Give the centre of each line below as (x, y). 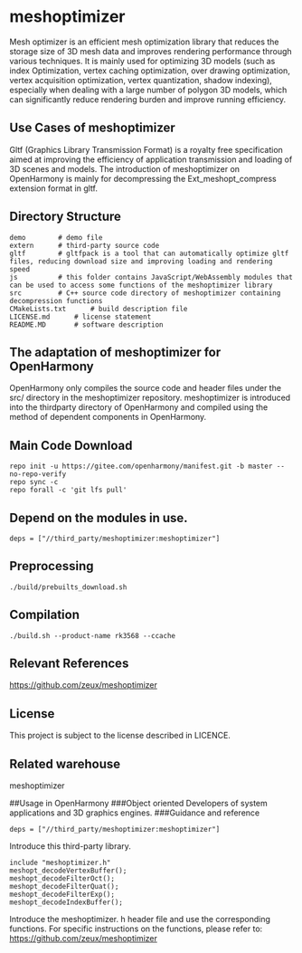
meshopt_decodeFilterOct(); (62, 879)
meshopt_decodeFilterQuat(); (64, 887)
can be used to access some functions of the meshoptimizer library (141, 285)
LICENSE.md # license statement (80, 317)
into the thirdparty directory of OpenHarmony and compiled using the (139, 407)
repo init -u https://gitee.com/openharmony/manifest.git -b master (141, 467)
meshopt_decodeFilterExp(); (62, 895)
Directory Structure (66, 217)
